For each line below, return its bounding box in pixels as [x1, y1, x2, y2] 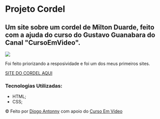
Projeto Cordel [5, 3, 65, 15]
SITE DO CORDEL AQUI [5, 70, 53, 76]
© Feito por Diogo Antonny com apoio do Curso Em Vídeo [5, 108, 123, 114]
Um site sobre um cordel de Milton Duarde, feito [5, 23, 155, 31]
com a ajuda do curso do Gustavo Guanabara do [5, 30, 156, 39]
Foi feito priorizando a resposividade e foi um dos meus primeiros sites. [5, 60, 150, 66]
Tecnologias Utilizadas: [5, 82, 63, 89]
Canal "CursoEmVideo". [5, 38, 81, 47]
